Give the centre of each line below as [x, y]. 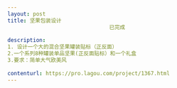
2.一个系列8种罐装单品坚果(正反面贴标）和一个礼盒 [72, 54]
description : [27, 40]
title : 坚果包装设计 [34, 21]
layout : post [27, 14]
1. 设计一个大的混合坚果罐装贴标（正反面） [63, 47]
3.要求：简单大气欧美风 [37, 60]
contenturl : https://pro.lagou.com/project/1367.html [89, 73]
